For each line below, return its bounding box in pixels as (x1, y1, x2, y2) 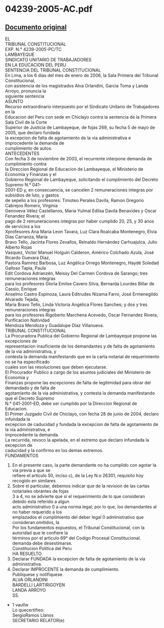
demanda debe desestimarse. (12, 540, 72, 546)
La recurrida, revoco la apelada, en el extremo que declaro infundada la (5, 437, 149, 443)
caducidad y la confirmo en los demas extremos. (5, 448, 104, 453)
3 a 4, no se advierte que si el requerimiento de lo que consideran (12, 494, 145, 499)
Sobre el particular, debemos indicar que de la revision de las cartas (12, 483, 150, 489)
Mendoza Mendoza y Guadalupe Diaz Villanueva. (5, 323, 104, 328)
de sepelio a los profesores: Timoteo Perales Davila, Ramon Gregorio (5, 198, 144, 203)
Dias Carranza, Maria (5, 234, 48, 240)
